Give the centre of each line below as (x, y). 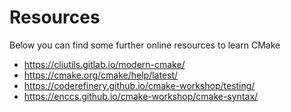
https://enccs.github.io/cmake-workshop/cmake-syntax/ (141, 96)
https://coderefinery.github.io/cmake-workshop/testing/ (139, 85)
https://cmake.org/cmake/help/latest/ (101, 75)
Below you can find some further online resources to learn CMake (145, 45)
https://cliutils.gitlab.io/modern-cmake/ (104, 64)
